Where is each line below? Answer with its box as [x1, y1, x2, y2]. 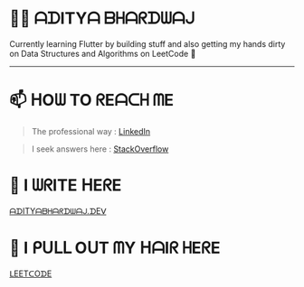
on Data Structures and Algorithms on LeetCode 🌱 [9, 48, 196, 59]
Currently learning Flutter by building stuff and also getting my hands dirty [9, 38, 286, 49]
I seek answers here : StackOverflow [31, 143, 169, 154]
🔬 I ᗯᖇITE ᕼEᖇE [9, 175, 122, 196]
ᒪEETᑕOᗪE [9, 268, 52, 279]
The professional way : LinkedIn [31, 125, 151, 136]
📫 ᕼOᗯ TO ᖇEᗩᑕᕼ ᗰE [9, 90, 175, 111]
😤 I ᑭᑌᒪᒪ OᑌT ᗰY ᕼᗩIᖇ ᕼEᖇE [9, 238, 221, 258]
